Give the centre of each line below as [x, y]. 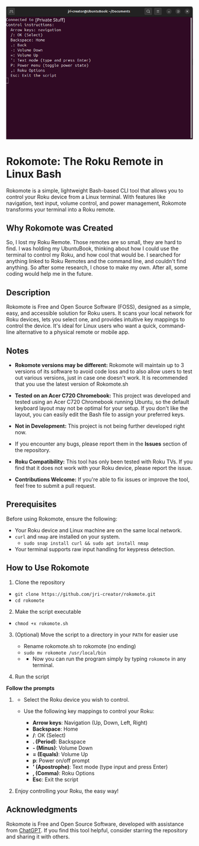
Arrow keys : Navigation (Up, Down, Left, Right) [90, 722]
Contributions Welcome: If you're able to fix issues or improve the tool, [102, 479]
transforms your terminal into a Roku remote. [61, 209]
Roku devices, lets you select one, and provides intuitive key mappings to [96, 320]
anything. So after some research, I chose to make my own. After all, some [97, 267]
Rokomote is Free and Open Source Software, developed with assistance [95, 824]
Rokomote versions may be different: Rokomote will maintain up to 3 [99, 365]
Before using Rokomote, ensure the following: [62, 519]
